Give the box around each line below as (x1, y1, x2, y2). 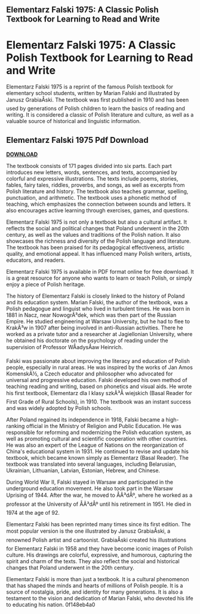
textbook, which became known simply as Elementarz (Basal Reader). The (6, 454, 189, 462)
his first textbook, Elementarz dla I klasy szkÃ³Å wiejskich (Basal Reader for (6, 390, 192, 397)
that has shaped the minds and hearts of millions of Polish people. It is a (6, 582, 183, 589)
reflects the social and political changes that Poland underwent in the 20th (6, 225, 189, 232)
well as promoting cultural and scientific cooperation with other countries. (6, 435, 188, 442)
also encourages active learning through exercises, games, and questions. (6, 207, 189, 214)
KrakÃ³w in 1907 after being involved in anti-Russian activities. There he (6, 324, 183, 331)
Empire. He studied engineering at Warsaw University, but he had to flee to (6, 318, 190, 325)
